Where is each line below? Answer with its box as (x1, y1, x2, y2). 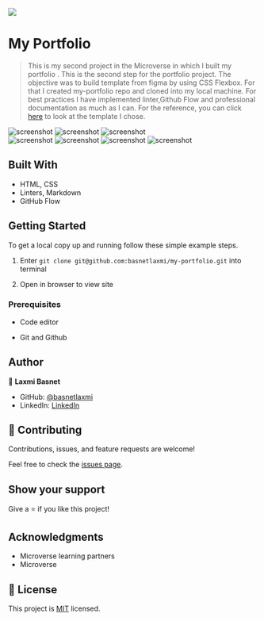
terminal (19, 264, 48, 274)
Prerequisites (8, 299, 61, 310)
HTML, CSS (19, 179, 58, 189)
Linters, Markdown (19, 187, 82, 197)
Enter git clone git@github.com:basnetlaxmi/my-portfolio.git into (19, 255, 242, 265)
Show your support (8, 482, 105, 496)
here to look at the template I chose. (27, 111, 146, 121)
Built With (8, 159, 58, 172)
